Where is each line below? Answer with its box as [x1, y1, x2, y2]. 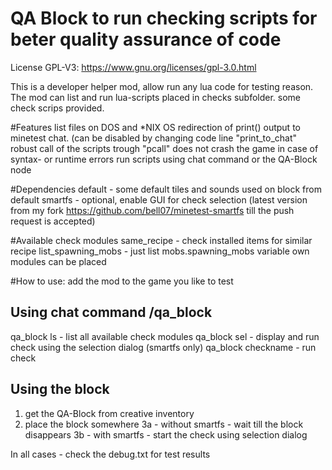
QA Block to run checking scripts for [10, 7, 318, 30]
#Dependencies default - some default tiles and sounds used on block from [10, 183, 322, 195]
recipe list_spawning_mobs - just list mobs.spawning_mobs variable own [10, 245, 310, 257]
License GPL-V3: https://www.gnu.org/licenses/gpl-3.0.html [10, 61, 257, 73]
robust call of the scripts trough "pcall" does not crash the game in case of [10, 142, 319, 154]
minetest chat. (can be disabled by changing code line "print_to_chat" [10, 132, 298, 144]
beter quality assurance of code [10, 28, 282, 51]
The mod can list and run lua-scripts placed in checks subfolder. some [10, 91, 302, 103]
